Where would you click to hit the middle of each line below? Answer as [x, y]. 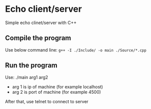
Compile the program [38, 38]
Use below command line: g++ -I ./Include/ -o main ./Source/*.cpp [76, 50]
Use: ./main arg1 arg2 [26, 77]
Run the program [31, 66]
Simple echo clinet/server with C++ [41, 23]
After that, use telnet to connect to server [47, 101]
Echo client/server [44, 9]
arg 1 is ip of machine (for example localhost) [58, 86]
